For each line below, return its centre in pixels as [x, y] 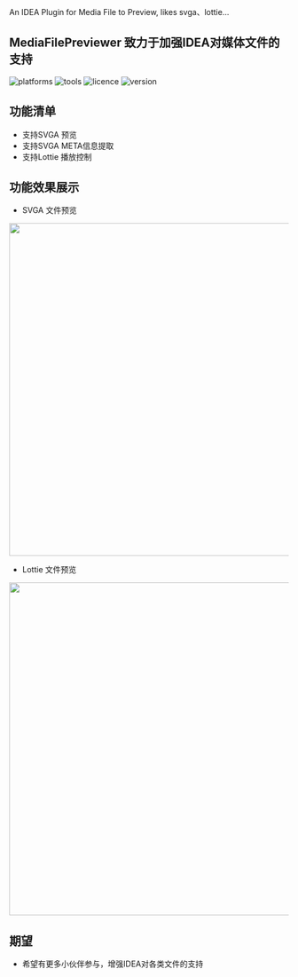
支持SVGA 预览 [49, 134]
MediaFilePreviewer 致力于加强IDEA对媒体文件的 [145, 43]
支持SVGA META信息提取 [68, 146]
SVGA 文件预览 [49, 210]
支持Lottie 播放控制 [57, 156]
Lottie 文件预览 [49, 570]
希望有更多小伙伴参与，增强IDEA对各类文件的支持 [113, 964]
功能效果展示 [44, 188]
